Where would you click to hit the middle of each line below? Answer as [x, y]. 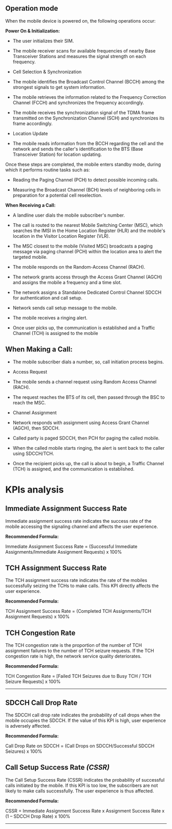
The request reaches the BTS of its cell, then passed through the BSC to [89, 397]
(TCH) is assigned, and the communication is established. [73, 469]
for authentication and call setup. [48, 297]
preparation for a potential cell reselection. [57, 195]
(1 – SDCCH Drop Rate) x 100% [38, 816]
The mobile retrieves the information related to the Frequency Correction [89, 97]
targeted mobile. [30, 257]
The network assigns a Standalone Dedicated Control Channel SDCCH [87, 292]
